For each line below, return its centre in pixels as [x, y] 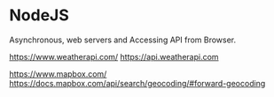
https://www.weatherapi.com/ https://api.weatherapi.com [114, 56]
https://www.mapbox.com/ [58, 74]
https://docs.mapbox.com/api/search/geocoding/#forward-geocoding [137, 83]
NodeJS [39, 15]
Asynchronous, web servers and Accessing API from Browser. [123, 40]
